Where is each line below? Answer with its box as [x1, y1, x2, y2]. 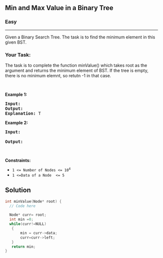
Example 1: [5, 91, 28, 97]
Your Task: [5, 51, 31, 58]
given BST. [5, 39, 27, 45]
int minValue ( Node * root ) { [5, 199, 62, 204]
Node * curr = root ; [9, 212, 47, 218]
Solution [5, 186, 31, 194]
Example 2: [5, 120, 28, 125]
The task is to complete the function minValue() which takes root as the [5, 62, 147, 68]
